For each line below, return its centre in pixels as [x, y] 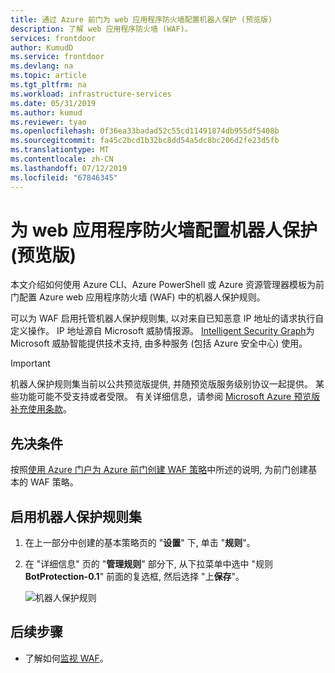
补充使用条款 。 [41, 409]
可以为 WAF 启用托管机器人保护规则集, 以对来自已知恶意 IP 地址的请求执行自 [167, 318]
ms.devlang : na [42, 66]
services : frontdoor [53, 38]
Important [30, 363]
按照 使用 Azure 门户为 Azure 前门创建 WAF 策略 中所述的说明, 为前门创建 [159, 470]
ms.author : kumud [46, 112]
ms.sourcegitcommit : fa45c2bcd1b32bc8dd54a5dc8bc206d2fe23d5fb [145, 141]
